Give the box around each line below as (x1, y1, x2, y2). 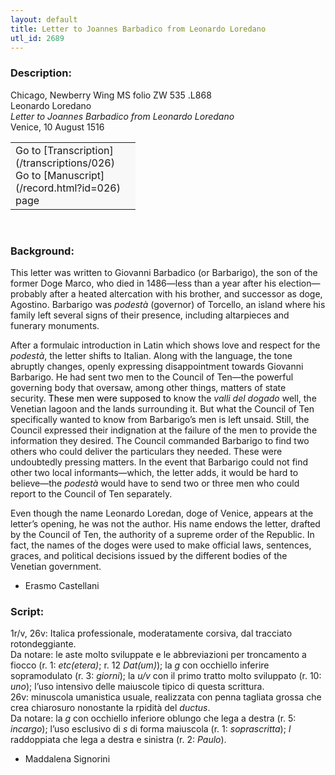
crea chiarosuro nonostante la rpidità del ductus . (10, 702, 211, 714)
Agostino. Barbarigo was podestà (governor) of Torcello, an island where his (10, 298, 326, 310)
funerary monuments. (10, 319, 100, 331)
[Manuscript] (43, 168, 105, 182)
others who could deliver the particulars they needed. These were (10, 445, 283, 457)
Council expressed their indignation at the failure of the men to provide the (10, 424, 318, 436)
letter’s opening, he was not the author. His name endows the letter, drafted (10, 517, 321, 530)
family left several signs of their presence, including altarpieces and (10, 309, 290, 321)
